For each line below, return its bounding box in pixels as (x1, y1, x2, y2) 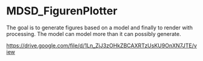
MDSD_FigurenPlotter (6, 4, 118, 18)
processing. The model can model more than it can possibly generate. (6, 30, 181, 37)
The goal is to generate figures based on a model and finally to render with (6, 24, 193, 31)
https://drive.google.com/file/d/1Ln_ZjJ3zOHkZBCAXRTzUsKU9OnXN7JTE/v (6, 42, 197, 49)
